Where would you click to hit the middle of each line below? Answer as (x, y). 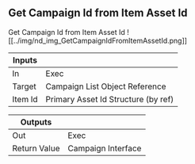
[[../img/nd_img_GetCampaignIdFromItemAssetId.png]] (98, 40)
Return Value (36, 148)
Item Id (25, 99)
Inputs (25, 60)
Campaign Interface (104, 148)
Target (25, 86)
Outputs (36, 122)
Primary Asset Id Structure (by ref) (110, 99)
